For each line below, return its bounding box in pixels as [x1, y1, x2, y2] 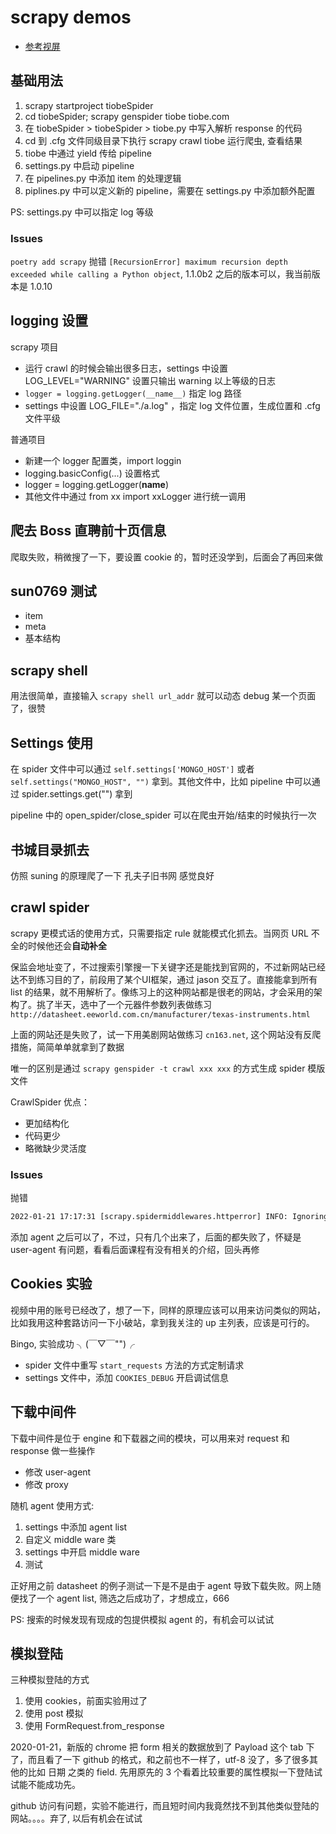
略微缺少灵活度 [24, 1142, 87, 1154]
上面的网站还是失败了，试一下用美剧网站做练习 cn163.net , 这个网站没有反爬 [10, 1028, 322, 1040]
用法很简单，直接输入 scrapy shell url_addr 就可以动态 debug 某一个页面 [10, 690, 317, 702]
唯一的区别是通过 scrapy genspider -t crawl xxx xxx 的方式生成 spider [10, 1062, 306, 1074]
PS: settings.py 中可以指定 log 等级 [10, 206, 154, 218]
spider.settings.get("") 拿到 [21, 788, 133, 800]
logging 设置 [10, 312, 89, 330]
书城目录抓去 [10, 841, 90, 858]
